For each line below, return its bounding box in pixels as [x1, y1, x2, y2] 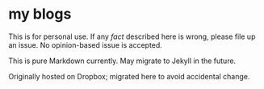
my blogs [8, 5, 72, 23]
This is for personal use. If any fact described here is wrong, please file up [8, 32, 256, 41]
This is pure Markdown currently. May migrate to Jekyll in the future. [8, 56, 237, 66]
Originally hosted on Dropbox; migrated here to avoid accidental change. [8, 71, 250, 81]
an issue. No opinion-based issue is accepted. [8, 40, 163, 49]
